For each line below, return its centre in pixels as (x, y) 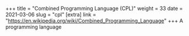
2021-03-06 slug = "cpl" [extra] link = (51, 15)
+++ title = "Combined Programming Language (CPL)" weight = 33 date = (94, 8)
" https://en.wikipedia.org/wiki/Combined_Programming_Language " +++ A (94, 21)
